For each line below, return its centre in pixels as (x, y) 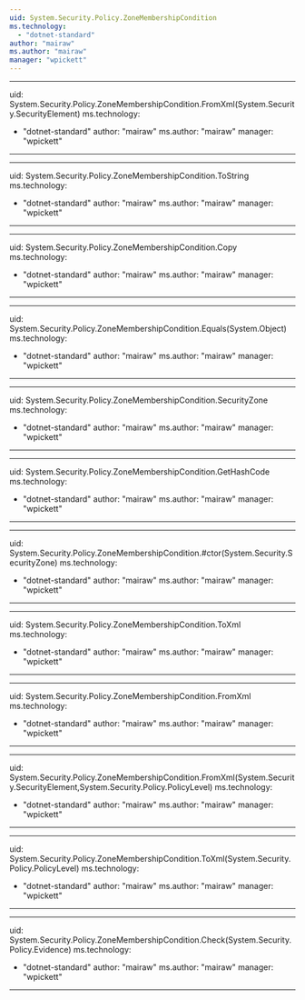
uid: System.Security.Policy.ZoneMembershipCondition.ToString (129, 175)
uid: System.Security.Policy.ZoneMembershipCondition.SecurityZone (139, 400)
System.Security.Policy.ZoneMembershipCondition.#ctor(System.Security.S (151, 553)
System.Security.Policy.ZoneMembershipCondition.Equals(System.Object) (148, 329)
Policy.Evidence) (40, 950)
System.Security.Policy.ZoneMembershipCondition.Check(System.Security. (151, 940)
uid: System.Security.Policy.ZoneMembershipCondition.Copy (123, 247)
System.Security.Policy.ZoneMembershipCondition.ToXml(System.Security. (150, 859)
